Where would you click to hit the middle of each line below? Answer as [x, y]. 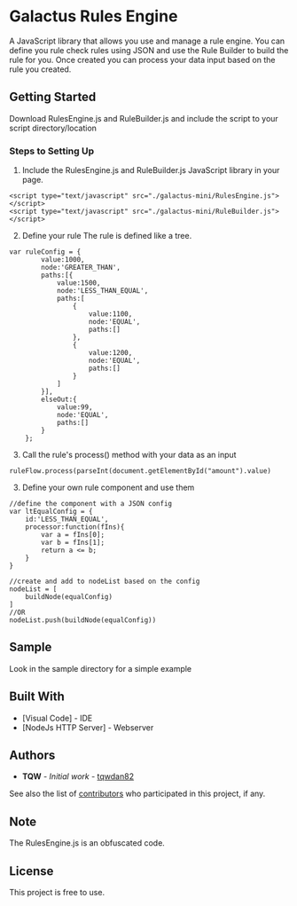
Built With [37, 697]
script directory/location [53, 128]
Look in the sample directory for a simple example [101, 668]
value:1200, [110, 353]
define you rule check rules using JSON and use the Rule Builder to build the [149, 50]
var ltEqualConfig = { [51, 512]
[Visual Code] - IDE [57, 718]
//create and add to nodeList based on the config [105, 582]
